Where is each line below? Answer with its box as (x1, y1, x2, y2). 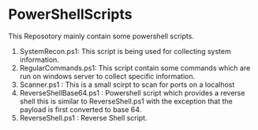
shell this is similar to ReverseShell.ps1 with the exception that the (19, 96, 233, 106)
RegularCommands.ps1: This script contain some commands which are (19, 63, 251, 72)
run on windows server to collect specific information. (19, 71, 196, 81)
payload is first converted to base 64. (19, 104, 142, 114)
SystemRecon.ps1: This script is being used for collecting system (19, 46, 231, 56)
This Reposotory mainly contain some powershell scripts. (8, 31, 195, 41)
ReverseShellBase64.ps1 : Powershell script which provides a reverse (19, 88, 245, 97)
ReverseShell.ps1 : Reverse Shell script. (19, 113, 148, 122)
